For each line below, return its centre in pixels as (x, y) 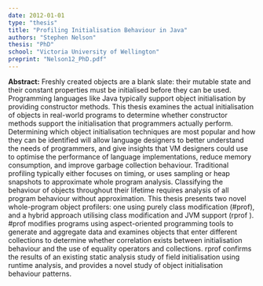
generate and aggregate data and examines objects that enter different (123, 232)
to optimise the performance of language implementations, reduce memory (130, 156)
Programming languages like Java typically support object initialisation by (127, 98)
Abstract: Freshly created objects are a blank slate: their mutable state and (130, 81)
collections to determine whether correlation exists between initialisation (125, 240)
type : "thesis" (33, 23)
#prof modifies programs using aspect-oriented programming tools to (121, 223)
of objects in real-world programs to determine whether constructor (118, 115)
